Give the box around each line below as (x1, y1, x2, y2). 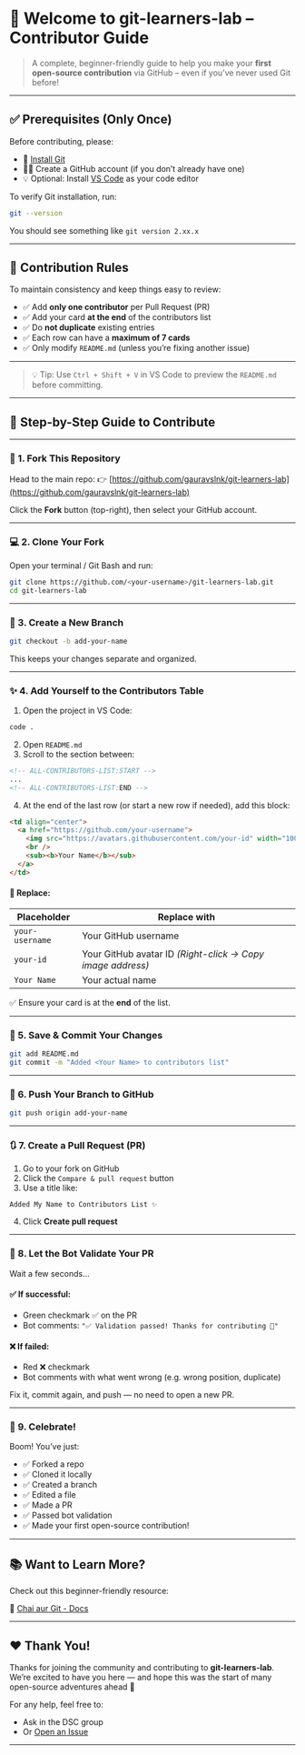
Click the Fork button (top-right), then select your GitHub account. (9, 504, 258, 515)
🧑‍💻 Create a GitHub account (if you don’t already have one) (22, 163, 245, 174)
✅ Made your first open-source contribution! (22, 1520, 190, 1531)
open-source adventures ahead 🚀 (9, 1681, 135, 1692)
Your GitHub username (81, 929, 180, 942)
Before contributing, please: (9, 135, 114, 146)
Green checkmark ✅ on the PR (22, 1309, 138, 1320)
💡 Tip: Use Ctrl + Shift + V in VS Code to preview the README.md (31, 369, 277, 380)
